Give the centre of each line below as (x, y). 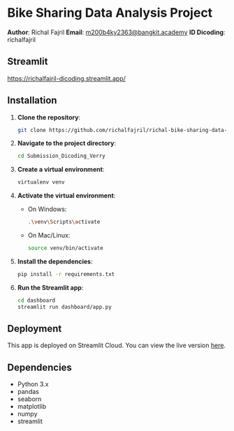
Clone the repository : (49, 117)
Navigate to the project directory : (67, 143)
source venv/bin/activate (65, 248)
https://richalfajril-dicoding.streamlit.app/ (66, 78)
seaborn (29, 399)
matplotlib (32, 407)
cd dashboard (36, 300)
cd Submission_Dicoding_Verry (61, 156)
